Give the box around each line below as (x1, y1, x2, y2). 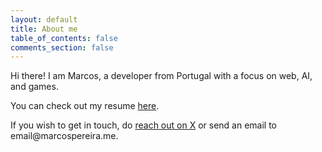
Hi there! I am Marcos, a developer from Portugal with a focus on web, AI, (10, 70, 313, 82)
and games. (10, 81, 59, 93)
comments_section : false (10, 42, 114, 53)
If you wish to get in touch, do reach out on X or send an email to (10, 119, 278, 131)
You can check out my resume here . (10, 100, 160, 112)
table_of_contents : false (10, 33, 118, 43)
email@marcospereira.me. (10, 130, 119, 142)
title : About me (10, 24, 78, 34)
